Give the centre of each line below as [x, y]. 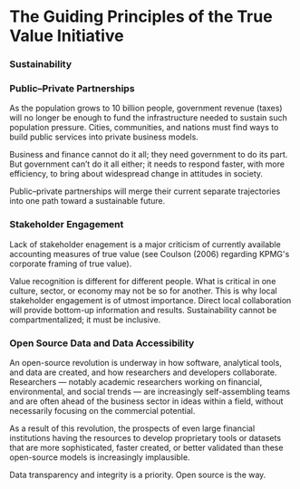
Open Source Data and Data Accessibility [102, 343]
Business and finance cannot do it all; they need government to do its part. [149, 155]
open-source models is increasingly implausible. [100, 457]
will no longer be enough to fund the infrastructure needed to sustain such [148, 118]
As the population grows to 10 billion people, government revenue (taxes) [146, 108]
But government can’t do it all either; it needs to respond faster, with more [147, 164]
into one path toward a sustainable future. [87, 201]
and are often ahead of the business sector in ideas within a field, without [146, 401]
